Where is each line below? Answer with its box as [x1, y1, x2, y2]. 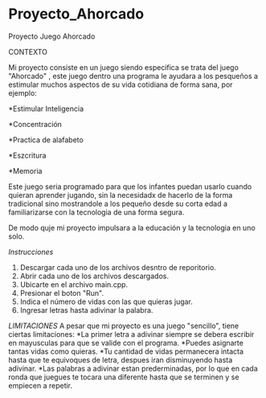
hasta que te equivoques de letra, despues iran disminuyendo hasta [8, 355, 233, 364]
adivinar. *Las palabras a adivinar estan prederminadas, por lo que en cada [8, 363, 259, 373]
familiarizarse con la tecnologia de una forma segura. [8, 207, 185, 217]
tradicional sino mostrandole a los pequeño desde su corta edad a [8, 199, 227, 208]
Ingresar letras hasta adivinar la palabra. [19, 305, 153, 314]
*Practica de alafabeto [8, 134, 84, 145]
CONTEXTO [8, 47, 48, 56]
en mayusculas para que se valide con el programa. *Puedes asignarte [8, 338, 243, 347]
